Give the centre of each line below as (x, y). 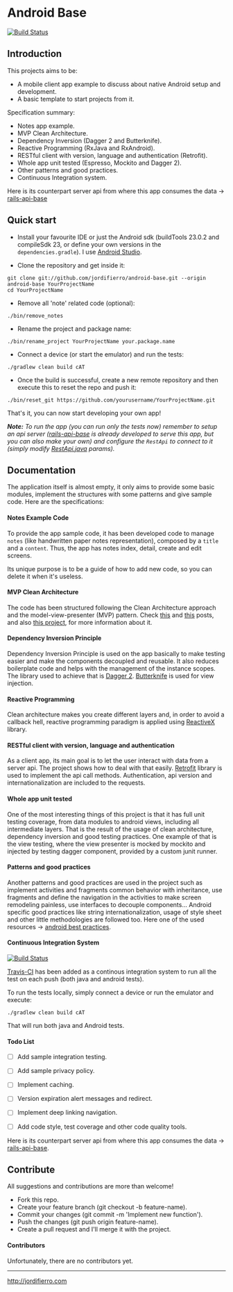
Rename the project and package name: (74, 329)
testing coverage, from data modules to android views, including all (103, 821)
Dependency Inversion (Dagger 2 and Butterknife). (89, 140)
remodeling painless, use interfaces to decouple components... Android (109, 904)
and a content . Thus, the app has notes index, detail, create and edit (105, 548)
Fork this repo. (38, 1200)
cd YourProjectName (35, 290)
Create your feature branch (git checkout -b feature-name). (102, 1207)
